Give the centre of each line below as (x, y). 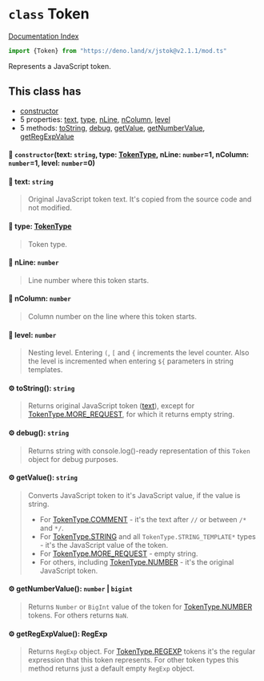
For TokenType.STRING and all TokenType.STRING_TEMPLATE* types (148, 536)
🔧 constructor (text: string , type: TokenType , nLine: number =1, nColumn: (129, 155)
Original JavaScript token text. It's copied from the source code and (140, 199)
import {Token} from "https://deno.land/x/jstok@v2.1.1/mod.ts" (118, 51)
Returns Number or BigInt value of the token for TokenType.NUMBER (140, 607)
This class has (45, 92)
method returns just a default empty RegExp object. (111, 669)
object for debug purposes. (73, 459)
